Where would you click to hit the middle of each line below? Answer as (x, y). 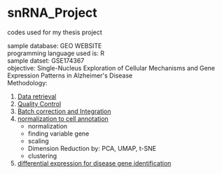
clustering (42, 156)
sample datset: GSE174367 (46, 60)
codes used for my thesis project (55, 32)
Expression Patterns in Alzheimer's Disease (70, 75)
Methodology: (27, 82)
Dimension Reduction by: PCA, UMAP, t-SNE (92, 148)
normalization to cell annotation (63, 118)
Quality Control (39, 103)
